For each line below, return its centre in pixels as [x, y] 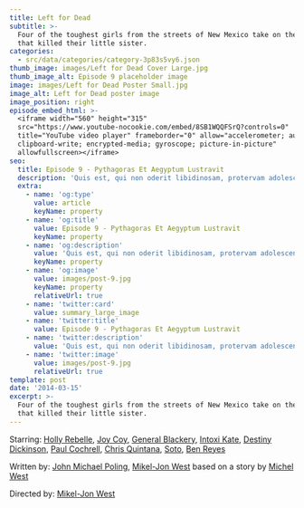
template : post [38, 380]
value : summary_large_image [86, 312]
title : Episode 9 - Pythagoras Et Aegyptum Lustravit [121, 169]
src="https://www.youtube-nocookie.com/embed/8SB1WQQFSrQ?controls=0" [153, 128]
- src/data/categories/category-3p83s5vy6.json [109, 60]
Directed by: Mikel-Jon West [62, 494]
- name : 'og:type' [60, 195]
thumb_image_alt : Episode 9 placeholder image [99, 77]
